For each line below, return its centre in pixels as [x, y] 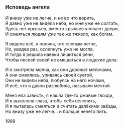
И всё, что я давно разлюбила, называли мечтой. [58, 86]
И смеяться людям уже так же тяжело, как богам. [59, 34]
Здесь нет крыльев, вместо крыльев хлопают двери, [62, 29]
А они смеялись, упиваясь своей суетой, [49, 75]
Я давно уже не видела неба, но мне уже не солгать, [62, 23]
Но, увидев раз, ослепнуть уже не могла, [50, 49]
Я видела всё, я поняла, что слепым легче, [51, 44]
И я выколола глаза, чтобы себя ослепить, [51, 101]
